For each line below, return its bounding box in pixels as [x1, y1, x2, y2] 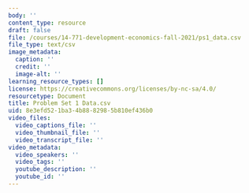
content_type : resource [8, 19, 87, 27]
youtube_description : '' [15, 165, 97, 173]
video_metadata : [8, 143, 61, 151]
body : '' [8, 11, 37, 20]
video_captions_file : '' [15, 121, 97, 129]
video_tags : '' [15, 158, 65, 166]
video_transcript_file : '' [15, 135, 104, 144]
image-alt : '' [15, 70, 61, 78]
